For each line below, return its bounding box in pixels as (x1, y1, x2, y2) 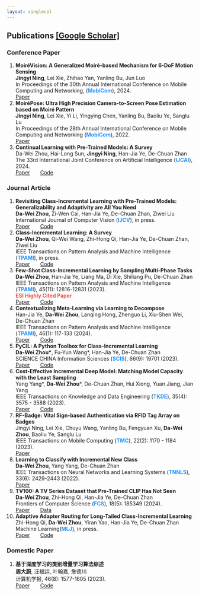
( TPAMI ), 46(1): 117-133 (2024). (15, 330, 92, 337)
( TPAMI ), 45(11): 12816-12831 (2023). (15, 285, 106, 292)
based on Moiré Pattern (15, 106, 75, 113)
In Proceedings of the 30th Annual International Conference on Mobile (15, 81, 187, 88)
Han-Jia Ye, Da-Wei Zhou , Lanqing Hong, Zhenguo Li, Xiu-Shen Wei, (15, 311, 184, 318)
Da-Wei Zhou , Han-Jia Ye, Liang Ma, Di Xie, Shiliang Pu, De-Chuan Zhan (15, 273, 193, 280)
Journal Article (7, 184, 51, 192)
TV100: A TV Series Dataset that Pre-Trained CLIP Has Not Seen (15, 487, 176, 494)
